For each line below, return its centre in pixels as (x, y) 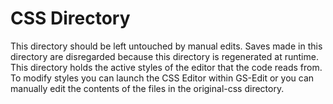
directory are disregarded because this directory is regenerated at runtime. (164, 56)
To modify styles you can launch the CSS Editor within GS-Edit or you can (162, 78)
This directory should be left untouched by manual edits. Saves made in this (166, 46)
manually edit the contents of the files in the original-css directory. (147, 88)
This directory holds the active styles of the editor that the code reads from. (166, 67)
